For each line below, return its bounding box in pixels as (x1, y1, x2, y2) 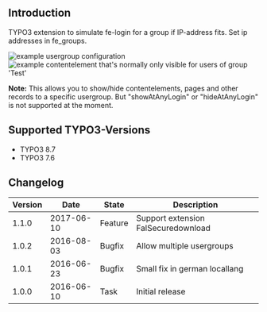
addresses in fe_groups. (8, 36, 87, 45)
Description (172, 199, 219, 210)
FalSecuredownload (136, 222, 211, 233)
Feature (99, 218, 129, 229)
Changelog (8, 176, 64, 190)
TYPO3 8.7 (19, 144, 56, 154)
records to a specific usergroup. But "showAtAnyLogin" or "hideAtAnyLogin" (8, 91, 259, 102)
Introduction (8, 6, 72, 20)
